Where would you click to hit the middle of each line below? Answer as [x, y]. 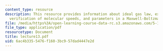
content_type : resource [29, 9]
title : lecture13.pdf [27, 37]
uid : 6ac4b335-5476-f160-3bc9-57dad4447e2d [50, 41]
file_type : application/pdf [33, 28]
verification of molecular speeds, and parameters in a [67, 18]
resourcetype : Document [29, 32]
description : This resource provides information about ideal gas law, [79, 14]
